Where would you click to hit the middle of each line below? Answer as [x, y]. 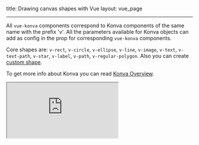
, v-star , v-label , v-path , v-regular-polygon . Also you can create [110, 56]
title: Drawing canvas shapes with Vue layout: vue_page [74, 9]
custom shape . [24, 62]
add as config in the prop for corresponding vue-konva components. [89, 38]
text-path [18, 56]
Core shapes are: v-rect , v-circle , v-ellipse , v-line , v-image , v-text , [92, 49]
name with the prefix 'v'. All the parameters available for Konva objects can [97, 32]
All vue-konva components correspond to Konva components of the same [95, 25]
